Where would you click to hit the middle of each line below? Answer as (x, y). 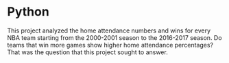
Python (28, 12)
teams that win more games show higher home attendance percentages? (110, 45)
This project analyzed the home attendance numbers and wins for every (109, 30)
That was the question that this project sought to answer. (87, 52)
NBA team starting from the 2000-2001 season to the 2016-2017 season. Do (114, 37)
